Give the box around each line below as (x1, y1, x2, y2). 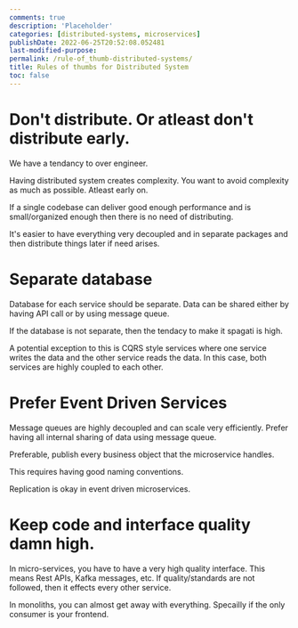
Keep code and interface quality (9, 514, 251, 534)
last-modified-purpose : (9, 46, 98, 55)
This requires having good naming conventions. (9, 466, 184, 477)
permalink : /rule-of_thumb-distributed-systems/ (9, 54, 193, 63)
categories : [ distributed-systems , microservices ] (9, 29, 201, 38)
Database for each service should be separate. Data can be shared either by (9, 298, 289, 309)
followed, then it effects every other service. (9, 582, 172, 592)
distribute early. (9, 128, 131, 148)
